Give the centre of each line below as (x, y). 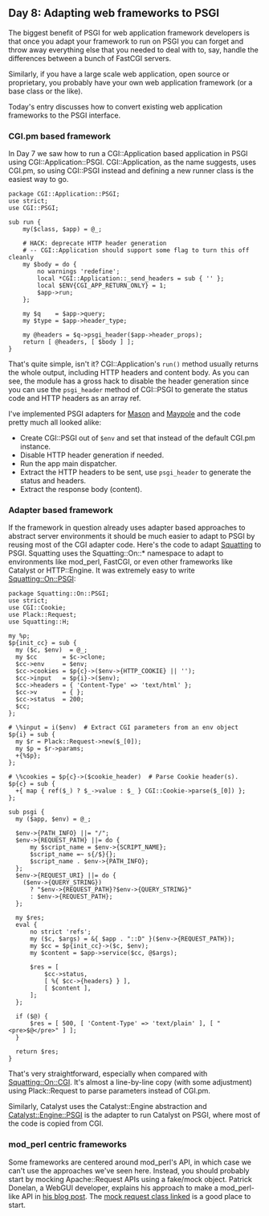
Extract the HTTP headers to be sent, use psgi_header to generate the (135, 472)
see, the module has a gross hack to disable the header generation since (128, 381)
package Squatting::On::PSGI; (59, 594)
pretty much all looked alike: (55, 423)
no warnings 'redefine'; (79, 272)
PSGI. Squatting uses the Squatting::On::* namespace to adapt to (116, 553)
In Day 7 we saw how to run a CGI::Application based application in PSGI (128, 154)
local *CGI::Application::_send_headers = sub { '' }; (131, 279)
